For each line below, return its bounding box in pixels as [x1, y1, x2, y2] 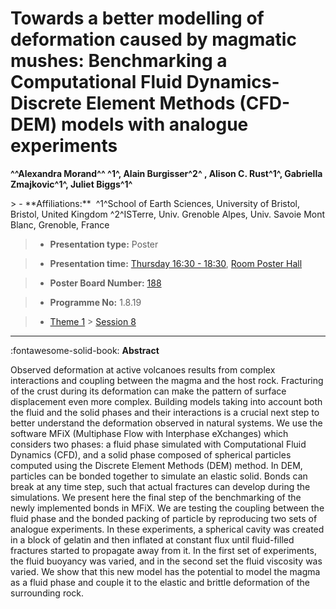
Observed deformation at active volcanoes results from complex [10, 363, 276, 376]
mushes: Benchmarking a [10, 50, 228, 72]
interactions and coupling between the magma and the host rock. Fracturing [10, 374, 324, 386]
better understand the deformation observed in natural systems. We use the [10, 417, 323, 429]
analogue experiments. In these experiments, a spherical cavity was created [10, 523, 325, 535]
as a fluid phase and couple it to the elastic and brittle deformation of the [10, 576, 310, 588]
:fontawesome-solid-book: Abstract [10, 344, 160, 356]
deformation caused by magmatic [10, 28, 297, 51]
